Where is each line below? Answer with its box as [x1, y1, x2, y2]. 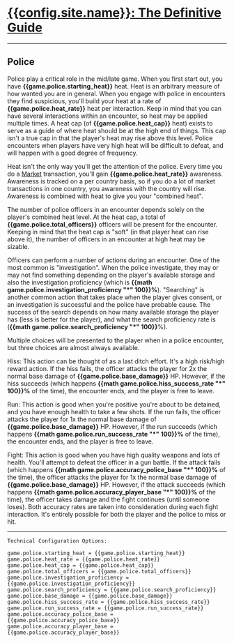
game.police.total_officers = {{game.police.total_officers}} [7, 568, 192, 575]
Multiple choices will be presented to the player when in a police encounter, [7, 336, 224, 345]
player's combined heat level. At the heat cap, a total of [7, 213, 166, 221]
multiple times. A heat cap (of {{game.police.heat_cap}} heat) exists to [7, 119, 213, 127]
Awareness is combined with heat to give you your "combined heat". [7, 192, 203, 200]
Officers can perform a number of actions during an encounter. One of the [7, 256, 221, 264]
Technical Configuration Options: [7, 537, 108, 545]
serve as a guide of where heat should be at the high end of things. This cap [7, 126, 226, 135]
